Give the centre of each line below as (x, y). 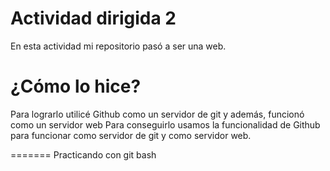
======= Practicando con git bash (83, 154)
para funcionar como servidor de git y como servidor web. (131, 135)
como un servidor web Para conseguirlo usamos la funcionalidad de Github (165, 124)
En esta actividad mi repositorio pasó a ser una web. (118, 46)
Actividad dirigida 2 (93, 18)
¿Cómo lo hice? (76, 86)
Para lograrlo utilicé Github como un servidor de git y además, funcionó (157, 114)
